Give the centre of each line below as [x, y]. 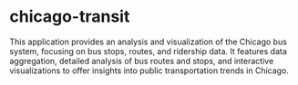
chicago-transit [70, 17]
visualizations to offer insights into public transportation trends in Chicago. [149, 71]
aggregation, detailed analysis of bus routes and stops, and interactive [142, 61]
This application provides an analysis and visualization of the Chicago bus [148, 42]
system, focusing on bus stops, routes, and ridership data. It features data [148, 51]
